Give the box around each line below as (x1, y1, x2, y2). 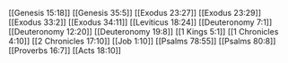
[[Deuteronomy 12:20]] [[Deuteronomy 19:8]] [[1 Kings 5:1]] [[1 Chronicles (8, 27, 279, 36)
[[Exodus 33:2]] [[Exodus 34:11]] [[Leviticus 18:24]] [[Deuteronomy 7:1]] (8, 17, 273, 28)
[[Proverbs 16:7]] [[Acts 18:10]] (8, 45, 122, 56)
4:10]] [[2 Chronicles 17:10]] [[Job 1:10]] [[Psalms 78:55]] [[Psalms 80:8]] (8, 35, 276, 46)
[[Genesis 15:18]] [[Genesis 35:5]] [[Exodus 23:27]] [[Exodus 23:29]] (8, 8, 262, 18)
